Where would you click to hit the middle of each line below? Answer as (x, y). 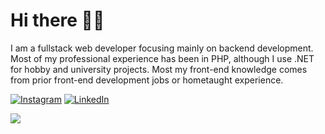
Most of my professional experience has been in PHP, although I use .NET (162, 58)
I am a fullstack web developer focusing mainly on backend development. (162, 48)
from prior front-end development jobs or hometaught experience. (147, 80)
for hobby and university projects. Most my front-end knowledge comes (159, 69)
